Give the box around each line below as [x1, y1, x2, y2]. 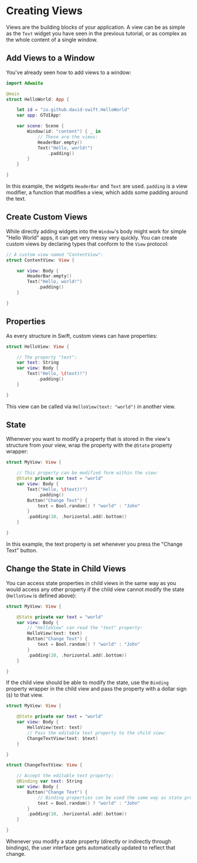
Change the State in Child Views [6, 564, 126, 574]
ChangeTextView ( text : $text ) [27, 735, 98, 741]
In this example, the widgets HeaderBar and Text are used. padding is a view [6, 182, 188, 190]
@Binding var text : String [16, 778, 83, 784]
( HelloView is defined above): [6, 592, 77, 599]
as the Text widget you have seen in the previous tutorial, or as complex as [6, 29, 187, 36]
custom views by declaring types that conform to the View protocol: [6, 240, 169, 247]
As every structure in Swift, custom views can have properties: [6, 332, 158, 339]
